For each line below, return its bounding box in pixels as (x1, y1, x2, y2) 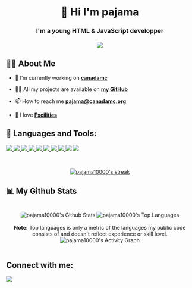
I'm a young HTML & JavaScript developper (36, 27, 164, 35)
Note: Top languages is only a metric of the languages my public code (14, 224, 186, 231)
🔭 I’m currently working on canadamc (14, 74, 108, 81)
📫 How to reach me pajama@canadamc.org (14, 98, 127, 105)
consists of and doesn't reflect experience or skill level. (32, 230, 168, 237)
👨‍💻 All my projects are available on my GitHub (14, 86, 128, 93)
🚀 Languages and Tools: (6, 129, 97, 139)
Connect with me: (6, 260, 74, 270)
